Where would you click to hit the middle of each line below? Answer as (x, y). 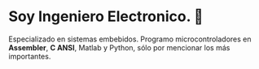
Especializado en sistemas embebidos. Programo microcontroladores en (130, 39)
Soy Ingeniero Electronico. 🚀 (106, 17)
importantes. (30, 56)
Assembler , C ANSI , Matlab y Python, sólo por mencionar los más (119, 47)
